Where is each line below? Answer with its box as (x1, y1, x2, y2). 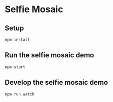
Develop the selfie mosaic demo (5, 78, 108, 87)
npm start (5, 64, 26, 70)
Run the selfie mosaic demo (5, 51, 94, 59)
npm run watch (5, 91, 35, 97)
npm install (5, 37, 30, 42)
